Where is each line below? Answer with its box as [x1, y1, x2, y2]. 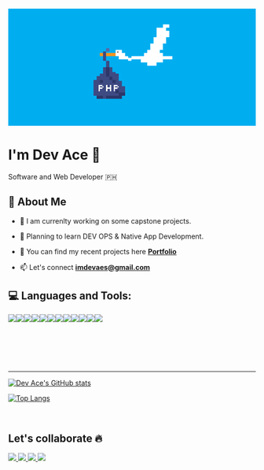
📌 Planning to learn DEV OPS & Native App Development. [19, 231, 204, 241]
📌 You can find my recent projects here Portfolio [19, 246, 177, 256]
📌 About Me [8, 195, 67, 209]
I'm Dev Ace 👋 [8, 146, 101, 164]
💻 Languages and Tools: [8, 289, 132, 302]
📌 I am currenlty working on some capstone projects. [19, 216, 192, 225]
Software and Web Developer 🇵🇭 [8, 172, 118, 181]
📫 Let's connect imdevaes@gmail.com [19, 262, 151, 272]
